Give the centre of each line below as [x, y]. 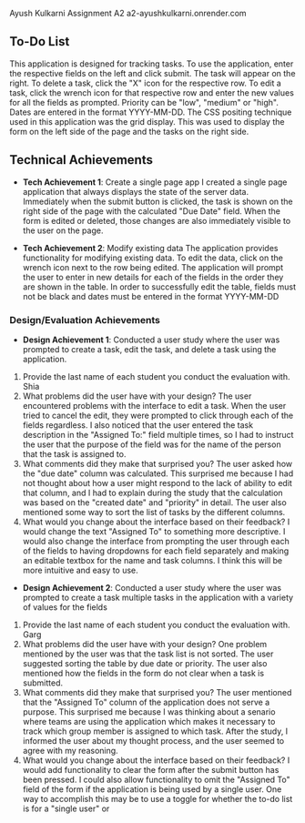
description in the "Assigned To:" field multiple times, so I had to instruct [158, 434]
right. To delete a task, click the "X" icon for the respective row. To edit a [146, 83]
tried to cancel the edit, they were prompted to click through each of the [158, 415]
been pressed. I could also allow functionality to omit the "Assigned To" [156, 779]
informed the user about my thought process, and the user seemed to [153, 740]
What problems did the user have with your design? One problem [145, 644]
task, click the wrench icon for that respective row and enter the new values [152, 92]
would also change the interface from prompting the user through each [156, 541]
